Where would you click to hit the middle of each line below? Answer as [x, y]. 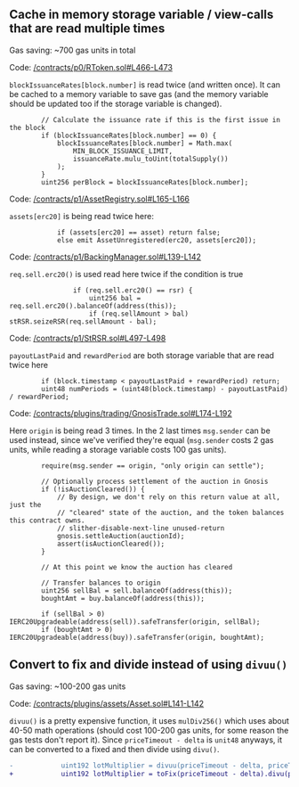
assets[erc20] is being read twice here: [81, 216]
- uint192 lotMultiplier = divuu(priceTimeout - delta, [137, 766]
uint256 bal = [115, 298]
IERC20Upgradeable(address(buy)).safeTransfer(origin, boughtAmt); [137, 637]
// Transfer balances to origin [101, 583]
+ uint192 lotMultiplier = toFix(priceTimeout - [123, 774]
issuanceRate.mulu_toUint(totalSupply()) [150, 159]
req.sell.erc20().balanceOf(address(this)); [93, 306]
